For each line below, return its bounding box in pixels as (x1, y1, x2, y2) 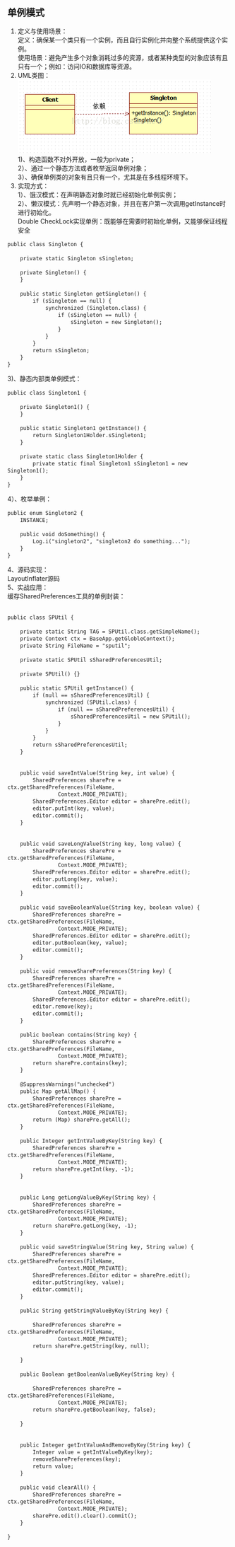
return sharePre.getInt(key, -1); (32, 1166, 134, 1173)
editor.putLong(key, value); (32, 876, 119, 883)
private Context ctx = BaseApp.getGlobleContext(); (20, 635, 175, 642)
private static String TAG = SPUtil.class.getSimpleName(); (20, 628, 200, 635)
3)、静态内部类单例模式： (7, 374, 82, 383)
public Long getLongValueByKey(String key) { (20, 1194, 157, 1201)
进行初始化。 (17, 208, 55, 216)
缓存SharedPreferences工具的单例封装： (7, 591, 126, 600)
